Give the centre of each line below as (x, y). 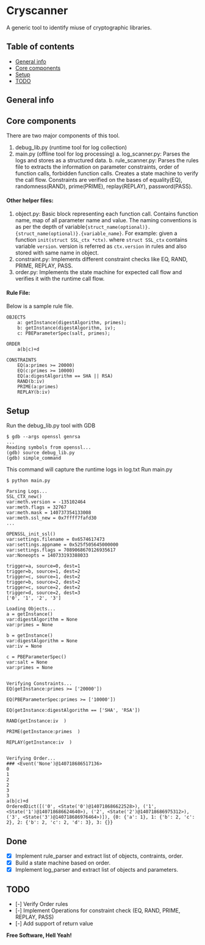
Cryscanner (37, 11)
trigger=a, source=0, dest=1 (43, 566)
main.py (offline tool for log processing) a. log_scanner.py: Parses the (103, 154)
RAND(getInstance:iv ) (37, 721)
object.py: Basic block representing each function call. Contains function (106, 214)
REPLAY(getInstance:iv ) (39, 742)
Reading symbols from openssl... (49, 447)
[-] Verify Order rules (41, 903)
